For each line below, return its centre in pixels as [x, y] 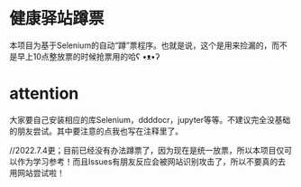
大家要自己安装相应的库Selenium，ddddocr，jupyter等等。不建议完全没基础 [150, 119]
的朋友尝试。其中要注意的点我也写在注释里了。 [96, 131]
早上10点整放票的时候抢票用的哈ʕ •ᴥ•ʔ [88, 56]
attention [44, 93]
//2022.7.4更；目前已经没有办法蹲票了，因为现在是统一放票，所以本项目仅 [147, 150]
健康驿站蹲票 [57, 19]
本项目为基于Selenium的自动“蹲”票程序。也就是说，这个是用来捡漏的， [141, 45]
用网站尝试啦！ [37, 173]
